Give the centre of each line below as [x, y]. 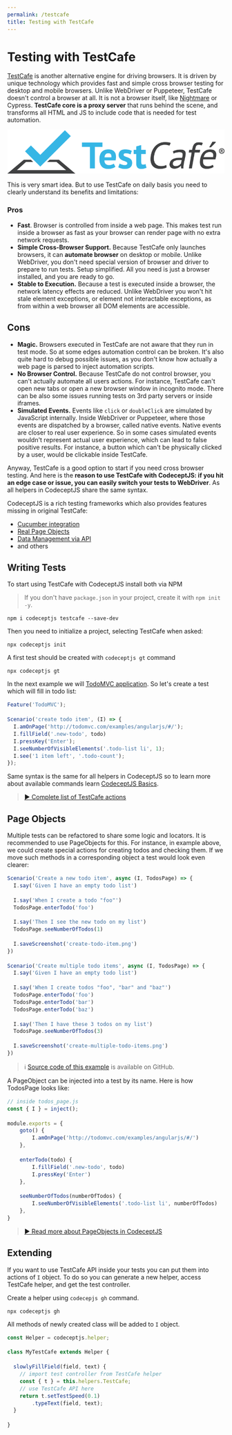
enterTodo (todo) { [46, 1160]
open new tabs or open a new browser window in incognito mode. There [120, 388]
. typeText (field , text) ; [68, 1403]
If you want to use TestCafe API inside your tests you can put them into [108, 1270]
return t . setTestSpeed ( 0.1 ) [60, 1396]
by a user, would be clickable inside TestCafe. [82, 454]
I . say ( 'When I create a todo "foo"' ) [68, 900]
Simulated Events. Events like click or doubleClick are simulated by [115, 410]
